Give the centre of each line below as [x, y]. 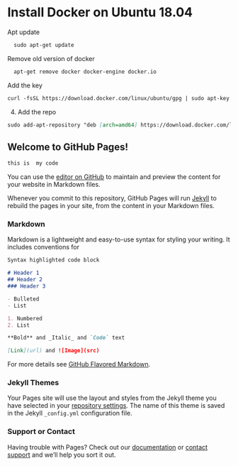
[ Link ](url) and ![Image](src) [53, 351]
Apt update [24, 32]
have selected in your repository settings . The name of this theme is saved [116, 406]
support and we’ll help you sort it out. [62, 455]
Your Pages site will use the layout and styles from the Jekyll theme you [112, 398]
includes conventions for [44, 247]
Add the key [25, 85]
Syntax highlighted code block [53, 260]
